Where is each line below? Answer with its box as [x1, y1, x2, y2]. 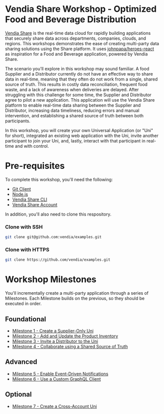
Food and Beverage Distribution [5, 14, 137, 25]
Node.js [12, 191, 28, 197]
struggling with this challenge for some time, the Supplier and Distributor [5, 92, 152, 98]
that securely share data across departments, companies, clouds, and [5, 35, 146, 41]
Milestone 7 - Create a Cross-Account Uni [12, 403, 97, 409]
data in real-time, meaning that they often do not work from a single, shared [5, 76, 158, 82]
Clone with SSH [5, 223, 43, 230]
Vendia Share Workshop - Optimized [5, 3, 157, 15]
